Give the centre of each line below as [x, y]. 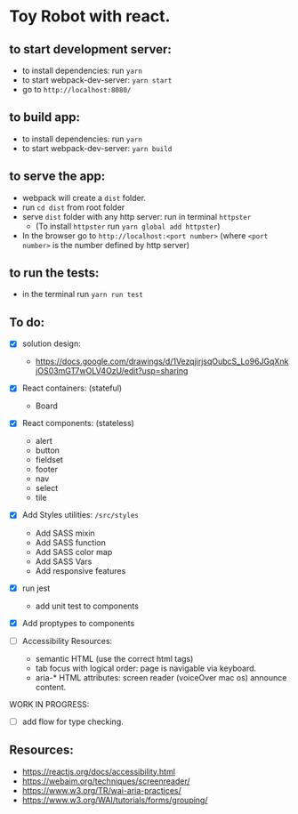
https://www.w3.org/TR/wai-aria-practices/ [102, 790]
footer [47, 470]
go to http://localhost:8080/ [77, 89]
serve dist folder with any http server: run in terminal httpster [137, 216]
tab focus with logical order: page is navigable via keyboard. [146, 668]
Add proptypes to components [78, 623]
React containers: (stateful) [72, 388]
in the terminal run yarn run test [83, 294]
